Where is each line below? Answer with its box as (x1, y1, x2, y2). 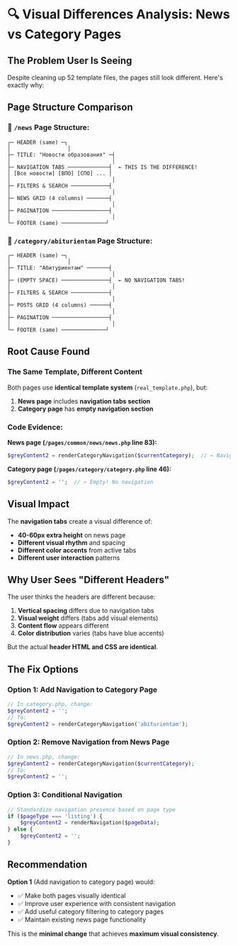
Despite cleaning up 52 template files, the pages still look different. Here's (7, 73, 223, 82)
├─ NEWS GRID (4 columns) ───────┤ (7, 194, 113, 201)
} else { (7, 826, 33, 833)
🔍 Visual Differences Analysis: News (7, 6, 230, 23)
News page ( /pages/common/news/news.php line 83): (7, 438, 157, 446)
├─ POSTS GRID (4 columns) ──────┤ (7, 302, 113, 309)
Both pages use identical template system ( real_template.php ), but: (7, 383, 208, 392)
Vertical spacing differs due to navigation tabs (17, 607, 154, 615)
